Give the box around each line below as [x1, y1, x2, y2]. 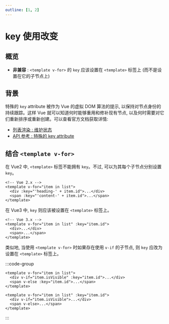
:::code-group [5, 261, 34, 267]
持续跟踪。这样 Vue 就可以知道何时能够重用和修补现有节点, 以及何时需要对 [5, 110, 160, 116]
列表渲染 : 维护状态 [12, 127, 52, 133]
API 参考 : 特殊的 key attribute [12, 133, 75, 139]
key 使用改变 [5, 31, 59, 42]
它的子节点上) [21, 73, 50, 79]
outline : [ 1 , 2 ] [5, 7, 39, 13]
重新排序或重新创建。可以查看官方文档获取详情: [9, 116, 108, 122]
